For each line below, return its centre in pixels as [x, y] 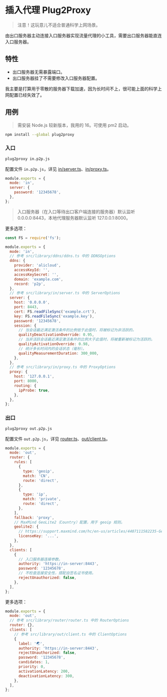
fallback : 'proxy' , [34, 518]
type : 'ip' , [36, 494]
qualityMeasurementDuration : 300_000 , [58, 353]
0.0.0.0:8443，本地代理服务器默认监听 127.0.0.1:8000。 [74, 218]
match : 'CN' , [37, 476]
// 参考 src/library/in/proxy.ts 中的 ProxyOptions [63, 367]
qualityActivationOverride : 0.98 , [54, 344]
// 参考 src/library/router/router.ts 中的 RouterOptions [69, 620]
